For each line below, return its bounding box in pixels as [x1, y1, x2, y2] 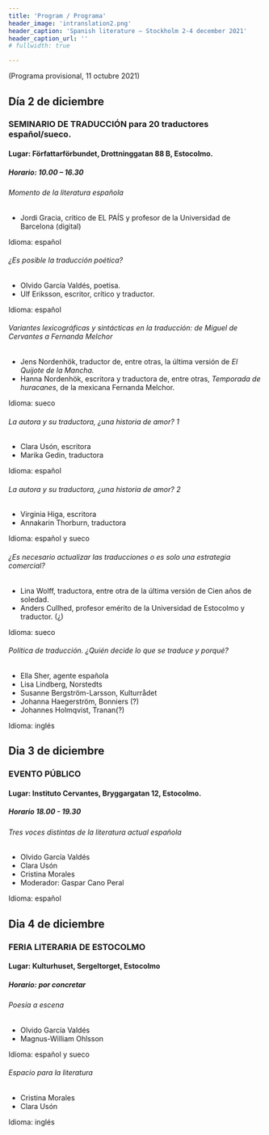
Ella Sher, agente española [19, 670, 109, 680]
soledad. [19, 595, 50, 604]
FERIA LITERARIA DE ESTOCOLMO [8, 941, 146, 952]
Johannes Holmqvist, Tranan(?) [19, 704, 125, 715]
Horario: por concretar [8, 979, 86, 990]
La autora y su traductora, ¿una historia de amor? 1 [8, 417, 180, 427]
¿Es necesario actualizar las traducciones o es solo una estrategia [8, 553, 231, 562]
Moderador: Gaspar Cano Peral [19, 878, 124, 888]
